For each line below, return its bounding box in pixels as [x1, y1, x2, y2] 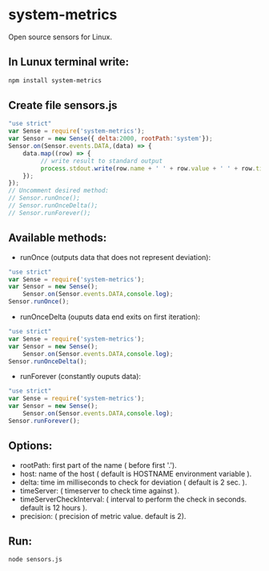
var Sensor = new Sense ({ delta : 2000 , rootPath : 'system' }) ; [8, 134, 214, 143]
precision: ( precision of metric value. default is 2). [19, 511, 187, 521]
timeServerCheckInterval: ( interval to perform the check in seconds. [19, 494, 247, 504]
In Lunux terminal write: [8, 55, 130, 69]
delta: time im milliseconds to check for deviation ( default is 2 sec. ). [19, 477, 247, 487]
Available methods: [8, 231, 107, 245]
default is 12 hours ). [19, 502, 88, 513]
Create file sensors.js [8, 98, 118, 113]
